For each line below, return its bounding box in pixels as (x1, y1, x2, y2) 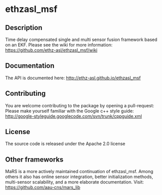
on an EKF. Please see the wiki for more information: (5, 42, 113, 48)
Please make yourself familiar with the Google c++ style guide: (5, 108, 134, 114)
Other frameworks (5, 155, 64, 164)
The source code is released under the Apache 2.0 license (5, 141, 126, 147)
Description (5, 23, 42, 32)
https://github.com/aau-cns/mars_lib (5, 185, 81, 191)
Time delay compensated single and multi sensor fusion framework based (5, 36, 158, 42)
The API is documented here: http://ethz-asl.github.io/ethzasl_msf (5, 75, 141, 81)
